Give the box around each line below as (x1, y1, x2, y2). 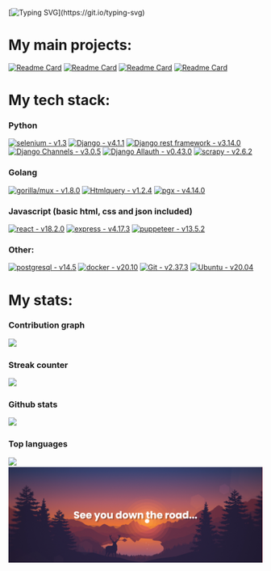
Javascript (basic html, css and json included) (8, 205, 194, 217)
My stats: (8, 291, 73, 309)
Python (8, 120, 38, 131)
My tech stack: (8, 91, 110, 109)
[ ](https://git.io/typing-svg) (8, 8, 145, 17)
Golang (8, 167, 38, 178)
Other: (8, 243, 35, 255)
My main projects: (8, 36, 132, 54)
